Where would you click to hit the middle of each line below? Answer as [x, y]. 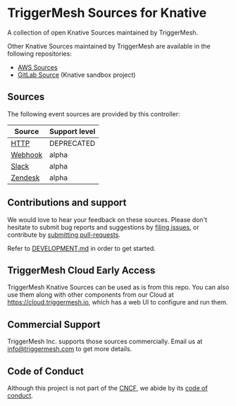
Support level [72, 131]
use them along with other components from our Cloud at [91, 295]
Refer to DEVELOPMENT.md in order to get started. [82, 248]
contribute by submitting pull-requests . [64, 235]
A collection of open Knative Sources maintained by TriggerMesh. [103, 32]
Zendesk [25, 178]
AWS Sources [37, 67]
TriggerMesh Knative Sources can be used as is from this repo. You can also [118, 288]
